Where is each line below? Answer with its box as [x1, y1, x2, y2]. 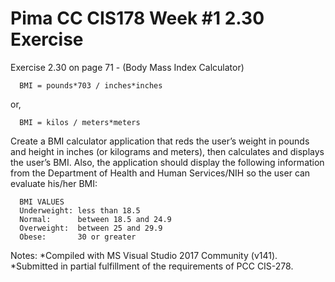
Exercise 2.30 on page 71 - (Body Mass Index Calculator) [10, 61, 245, 73]
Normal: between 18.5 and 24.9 [19, 214, 172, 224]
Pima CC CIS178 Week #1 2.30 [10, 7, 265, 30]
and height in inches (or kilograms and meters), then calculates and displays [10, 145, 325, 157]
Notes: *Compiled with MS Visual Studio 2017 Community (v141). [10, 249, 278, 261]
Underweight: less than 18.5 [19, 205, 141, 216]
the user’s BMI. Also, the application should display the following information [10, 156, 325, 168]
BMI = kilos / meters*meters [19, 117, 141, 127]
